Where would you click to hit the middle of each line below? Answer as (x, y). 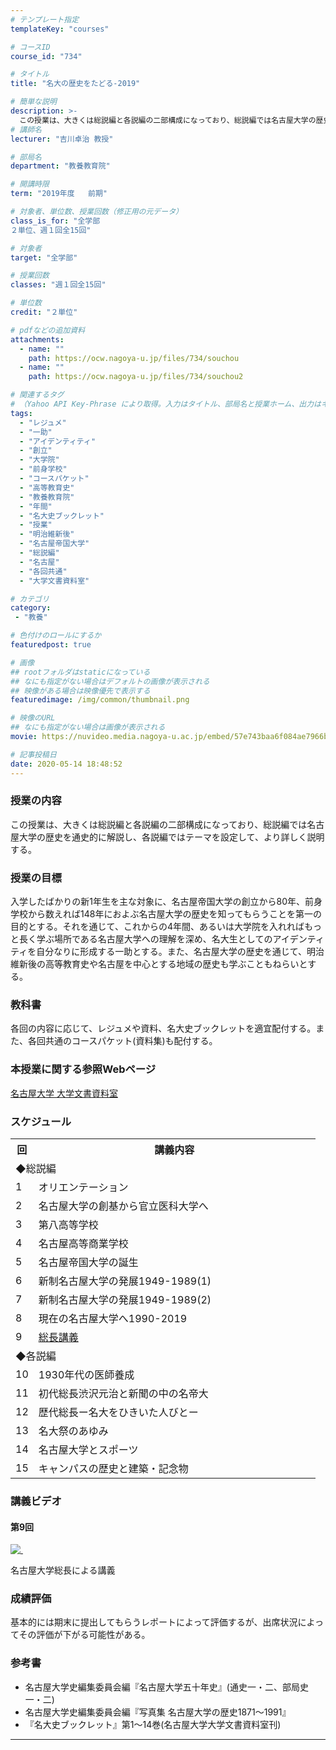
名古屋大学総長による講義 (63, 1570)
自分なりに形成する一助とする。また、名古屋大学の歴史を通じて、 (172, 952)
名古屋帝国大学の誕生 (88, 1262)
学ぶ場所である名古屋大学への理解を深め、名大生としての (154, 939)
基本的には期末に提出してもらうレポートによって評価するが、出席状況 (154, 1622)
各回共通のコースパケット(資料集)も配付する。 (122, 1041)
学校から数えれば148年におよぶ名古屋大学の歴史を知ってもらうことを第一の (166, 914)
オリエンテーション (83, 1187)
